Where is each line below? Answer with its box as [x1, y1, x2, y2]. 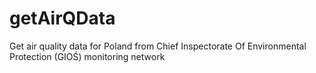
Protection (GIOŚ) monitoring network [9, 50, 166, 62]
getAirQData [9, 7, 116, 30]
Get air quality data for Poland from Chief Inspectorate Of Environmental [9, 40, 307, 52]
